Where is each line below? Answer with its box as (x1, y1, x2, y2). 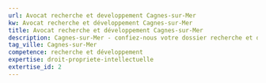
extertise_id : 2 (8, 63, 62, 71)
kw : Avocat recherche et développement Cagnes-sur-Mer (8, 19, 193, 27)
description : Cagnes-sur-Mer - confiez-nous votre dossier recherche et (8, 33, 253, 42)
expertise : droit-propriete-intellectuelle (8, 56, 154, 64)
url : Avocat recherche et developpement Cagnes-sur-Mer (8, 11, 196, 20)
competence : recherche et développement (8, 48, 144, 56)
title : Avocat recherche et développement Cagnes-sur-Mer (8, 26, 203, 34)
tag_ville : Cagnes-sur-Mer (8, 41, 97, 49)
